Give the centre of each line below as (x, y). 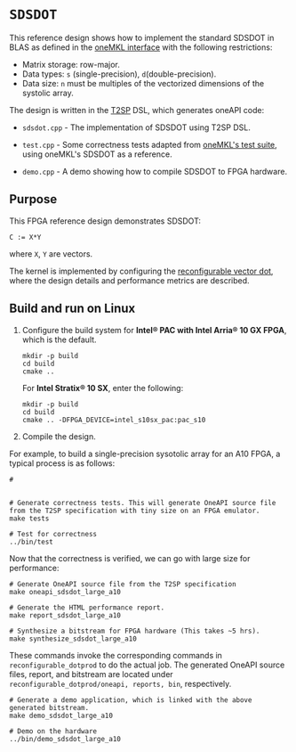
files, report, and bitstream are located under (91, 674)
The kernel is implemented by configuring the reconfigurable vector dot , (141, 271)
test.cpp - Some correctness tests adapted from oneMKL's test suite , (149, 144)
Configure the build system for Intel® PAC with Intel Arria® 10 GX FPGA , (154, 330)
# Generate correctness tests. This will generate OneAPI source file (143, 503)
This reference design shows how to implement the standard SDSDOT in (142, 37)
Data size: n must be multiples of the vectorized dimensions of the (143, 83)
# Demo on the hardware (53, 731)
